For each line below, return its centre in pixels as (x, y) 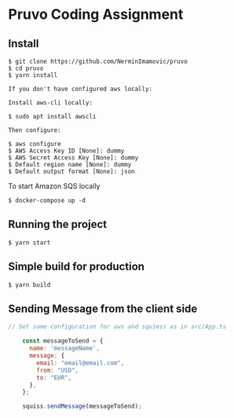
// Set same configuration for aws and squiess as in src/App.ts (117, 327)
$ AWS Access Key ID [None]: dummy (66, 151)
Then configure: (35, 130)
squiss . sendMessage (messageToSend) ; (82, 406)
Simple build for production (77, 267)
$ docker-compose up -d (47, 200)
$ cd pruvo (26, 68)
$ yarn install (33, 75)
